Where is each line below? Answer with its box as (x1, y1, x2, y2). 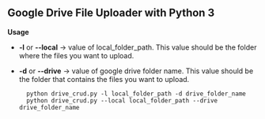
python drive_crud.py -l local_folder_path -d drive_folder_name (26, 90, 246, 98)
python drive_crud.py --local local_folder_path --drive (26, 96, 218, 105)
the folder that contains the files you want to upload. (18, 74, 190, 84)
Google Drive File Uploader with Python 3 (7, 6, 215, 20)
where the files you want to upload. (18, 50, 134, 60)
